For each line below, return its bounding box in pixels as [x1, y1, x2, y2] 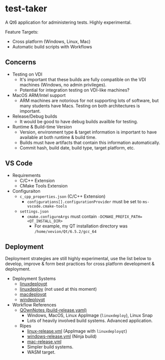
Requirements [12, 172, 41, 178]
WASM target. [27, 349, 56, 355]
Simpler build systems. [27, 344, 74, 350]
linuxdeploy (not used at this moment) [19, 286, 97, 292]
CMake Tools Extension [19, 182, 68, 188]
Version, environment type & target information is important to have [19, 129, 157, 135]
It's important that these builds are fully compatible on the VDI [19, 76, 146, 82]
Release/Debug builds [12, 113, 58, 119]
